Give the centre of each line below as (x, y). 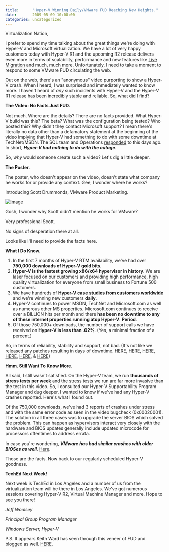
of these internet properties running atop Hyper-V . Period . (75, 320)
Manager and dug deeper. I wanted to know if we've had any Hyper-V (77, 392)
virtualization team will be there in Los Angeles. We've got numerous (76, 489)
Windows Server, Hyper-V (32, 529)
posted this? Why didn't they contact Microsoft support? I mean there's (79, 126)
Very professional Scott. (30, 222)
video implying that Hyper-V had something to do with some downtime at (81, 137)
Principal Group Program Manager (41, 519)
